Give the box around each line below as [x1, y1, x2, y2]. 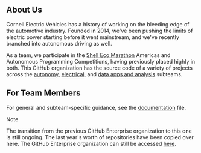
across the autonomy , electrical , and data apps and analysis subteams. [6, 70, 183, 77]
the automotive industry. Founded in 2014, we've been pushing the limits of [6, 27, 193, 34]
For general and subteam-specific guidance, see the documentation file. [6, 104, 187, 111]
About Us [6, 5, 42, 15]
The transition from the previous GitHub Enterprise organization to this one [6, 127, 192, 134]
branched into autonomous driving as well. [6, 40, 113, 47]
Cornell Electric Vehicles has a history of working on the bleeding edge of [6, 20, 190, 28]
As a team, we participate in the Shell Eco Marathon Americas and [6, 51, 171, 59]
